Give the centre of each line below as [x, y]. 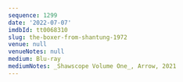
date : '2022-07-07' [40, 23]
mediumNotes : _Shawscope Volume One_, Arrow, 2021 [92, 66]
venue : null [27, 45]
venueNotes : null [36, 52]
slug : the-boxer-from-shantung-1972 [68, 37]
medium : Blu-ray [34, 59]
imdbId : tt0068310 [38, 30]
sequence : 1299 [33, 15]
